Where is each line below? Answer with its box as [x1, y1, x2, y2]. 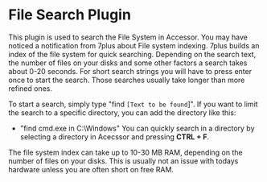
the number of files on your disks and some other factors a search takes [8, 58, 248, 68]
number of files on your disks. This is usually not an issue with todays [8, 155, 239, 166]
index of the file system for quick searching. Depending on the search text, [8, 49, 257, 59]
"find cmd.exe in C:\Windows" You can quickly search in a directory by [19, 123, 255, 133]
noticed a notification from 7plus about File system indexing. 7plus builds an [8, 40, 260, 50]
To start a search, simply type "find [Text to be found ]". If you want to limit [8, 99, 259, 109]
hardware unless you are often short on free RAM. [8, 164, 175, 174]
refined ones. [8, 83, 52, 93]
